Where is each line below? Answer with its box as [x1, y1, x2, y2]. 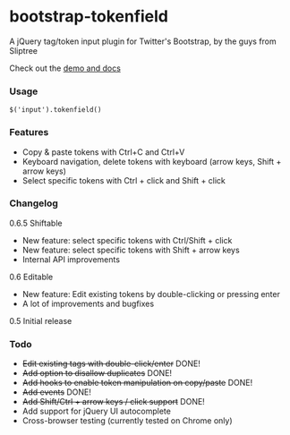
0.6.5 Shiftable [9, 217, 63, 228]
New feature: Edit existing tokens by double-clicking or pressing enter [21, 288, 280, 299]
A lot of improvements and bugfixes [21, 298, 155, 309]
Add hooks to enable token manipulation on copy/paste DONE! [21, 378, 253, 388]
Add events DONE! [21, 387, 92, 397]
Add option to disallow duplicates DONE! [21, 368, 173, 379]
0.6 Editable [9, 271, 54, 282]
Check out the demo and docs [9, 63, 121, 73]
